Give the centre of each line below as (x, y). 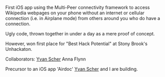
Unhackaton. (19, 49)
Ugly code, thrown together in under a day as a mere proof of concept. (80, 34)
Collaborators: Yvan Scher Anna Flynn (46, 59)
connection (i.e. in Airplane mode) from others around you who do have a (83, 18)
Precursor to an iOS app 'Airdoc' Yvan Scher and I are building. (72, 69)
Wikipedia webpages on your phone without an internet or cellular (75, 13)
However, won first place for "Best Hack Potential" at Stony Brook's (76, 44)
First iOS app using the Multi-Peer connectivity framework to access (78, 7)
